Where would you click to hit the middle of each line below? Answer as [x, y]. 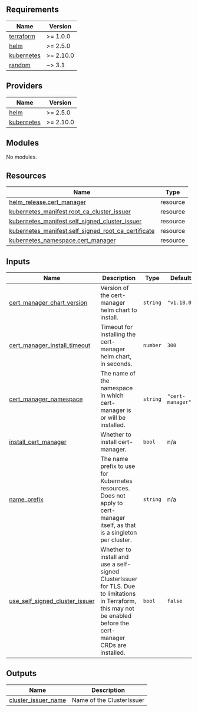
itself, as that [118, 525]
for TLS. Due [118, 586]
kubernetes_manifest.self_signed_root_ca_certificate [82, 231]
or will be [113, 418]
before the [115, 623]
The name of [118, 374]
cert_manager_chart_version [48, 303]
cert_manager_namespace [46, 399]
